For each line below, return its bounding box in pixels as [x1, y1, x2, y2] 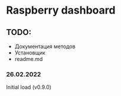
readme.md [14, 56, 43, 62]
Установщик [14, 49, 46, 56]
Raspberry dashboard [6, 4, 116, 17]
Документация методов [14, 43, 76, 50]
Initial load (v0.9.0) [6, 84, 52, 91]
